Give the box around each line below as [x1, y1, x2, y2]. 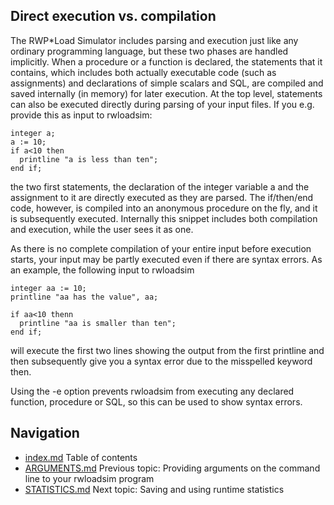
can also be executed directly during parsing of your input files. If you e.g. [10, 98, 315, 110]
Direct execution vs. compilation [10, 8, 217, 25]
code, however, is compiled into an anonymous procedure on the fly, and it [10, 202, 318, 214]
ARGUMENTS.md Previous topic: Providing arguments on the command [24, 462, 321, 474]
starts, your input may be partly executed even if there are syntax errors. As [10, 253, 323, 265]
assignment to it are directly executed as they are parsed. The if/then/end [10, 191, 314, 203]
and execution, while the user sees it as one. [10, 223, 194, 235]
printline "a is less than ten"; [19, 154, 159, 164]
